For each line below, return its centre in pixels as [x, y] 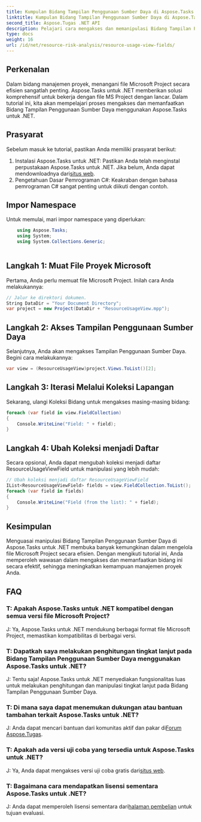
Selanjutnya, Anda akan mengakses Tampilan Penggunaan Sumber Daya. [96, 351]
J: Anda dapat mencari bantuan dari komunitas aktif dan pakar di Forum [94, 728]
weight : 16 [20, 40]
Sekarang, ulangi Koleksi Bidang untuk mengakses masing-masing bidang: [98, 402]
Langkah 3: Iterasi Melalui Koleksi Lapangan [90, 387]
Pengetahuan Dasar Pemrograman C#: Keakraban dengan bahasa [96, 180]
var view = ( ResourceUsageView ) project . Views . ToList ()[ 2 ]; [81, 369]
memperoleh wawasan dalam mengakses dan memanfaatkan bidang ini [95, 560]
